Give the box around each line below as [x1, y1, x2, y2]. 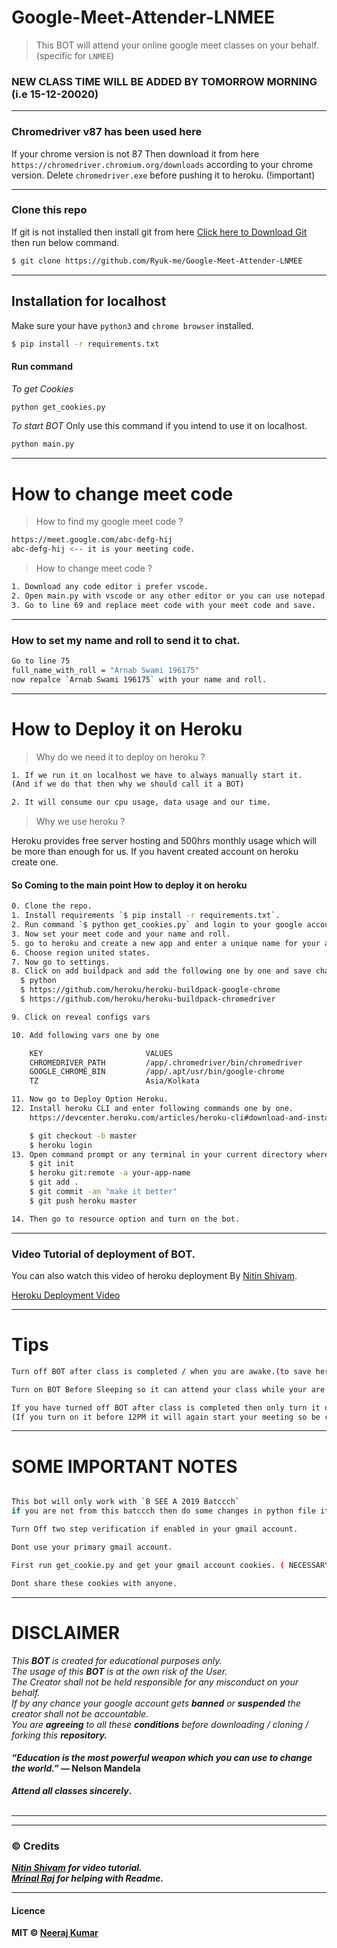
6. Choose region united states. [11, 947, 151, 958]
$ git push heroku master [29, 1196, 138, 1206]
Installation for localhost [11, 293, 167, 310]
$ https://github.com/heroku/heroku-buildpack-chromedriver [20, 994, 276, 1005]
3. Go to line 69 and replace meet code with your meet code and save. [11, 600, 316, 610]
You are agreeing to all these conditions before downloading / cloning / [11, 1718, 309, 1730]
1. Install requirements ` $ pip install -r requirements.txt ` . [11, 911, 281, 921]
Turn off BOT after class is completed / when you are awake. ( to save [11, 1366, 312, 1376]
